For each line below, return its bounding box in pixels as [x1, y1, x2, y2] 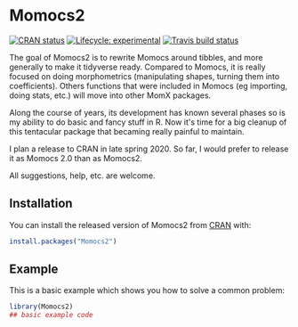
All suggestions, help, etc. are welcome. [9, 170, 156, 181]
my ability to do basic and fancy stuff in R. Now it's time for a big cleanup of [9, 117, 287, 127]
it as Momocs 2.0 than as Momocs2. [9, 152, 142, 163]
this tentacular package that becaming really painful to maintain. [9, 126, 245, 136]
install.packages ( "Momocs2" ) [9, 237, 117, 246]
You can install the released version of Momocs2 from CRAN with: [9, 219, 252, 230]
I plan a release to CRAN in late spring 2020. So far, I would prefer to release [9, 143, 289, 154]
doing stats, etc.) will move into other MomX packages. [9, 90, 212, 101]
